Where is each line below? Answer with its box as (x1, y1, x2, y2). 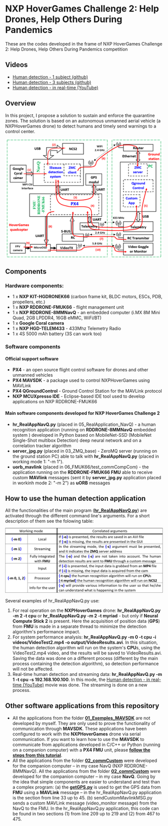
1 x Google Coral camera (12, 320, 64, 326)
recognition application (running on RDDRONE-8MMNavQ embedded (12, 426, 156, 433)
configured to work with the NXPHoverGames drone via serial (12, 731, 141, 737)
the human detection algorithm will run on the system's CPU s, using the (12, 645, 160, 651)
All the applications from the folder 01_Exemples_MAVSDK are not (12, 715, 150, 721)
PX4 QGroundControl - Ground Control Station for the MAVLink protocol (12, 388, 162, 394)
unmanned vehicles (12, 372, 53, 378)
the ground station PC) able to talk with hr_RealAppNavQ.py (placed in (12, 453, 159, 459)
